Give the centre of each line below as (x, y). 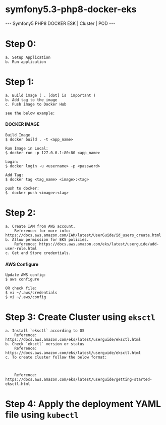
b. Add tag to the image (31, 100)
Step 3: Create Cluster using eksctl (80, 317)
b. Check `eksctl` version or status (45, 344)
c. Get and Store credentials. (38, 253)
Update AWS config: (26, 275)
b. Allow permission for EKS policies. (47, 239)
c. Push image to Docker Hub (36, 104)
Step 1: (20, 82)
